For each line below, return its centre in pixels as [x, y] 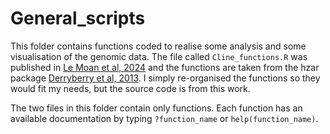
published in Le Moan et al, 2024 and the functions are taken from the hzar [165, 67]
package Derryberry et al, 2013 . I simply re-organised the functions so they [165, 78]
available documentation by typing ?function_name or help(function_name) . [164, 118]
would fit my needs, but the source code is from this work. [130, 88]
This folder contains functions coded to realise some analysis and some [158, 46]
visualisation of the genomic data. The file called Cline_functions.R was [159, 56]
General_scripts [78, 18]
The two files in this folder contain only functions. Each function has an [156, 108]
